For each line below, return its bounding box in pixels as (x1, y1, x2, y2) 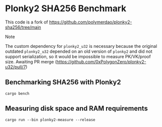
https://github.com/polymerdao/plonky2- (49, 19, 133, 25)
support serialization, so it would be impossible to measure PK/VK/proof (5, 53, 151, 59)
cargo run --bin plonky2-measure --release (5, 117, 96, 122)
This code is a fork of (5, 19, 48, 25)
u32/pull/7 (5, 64, 26, 70)
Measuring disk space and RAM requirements (5, 105, 148, 113)
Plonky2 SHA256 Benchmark (5, 3, 127, 14)
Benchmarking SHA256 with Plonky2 (5, 78, 121, 86)
